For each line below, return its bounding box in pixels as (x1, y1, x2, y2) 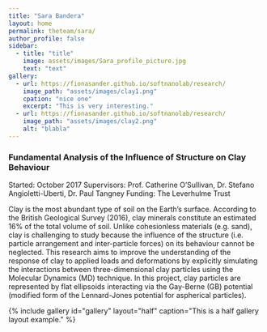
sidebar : (8, 42, 38, 50)
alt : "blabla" (23, 125, 70, 133)
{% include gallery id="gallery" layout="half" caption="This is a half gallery (8, 306, 259, 316)
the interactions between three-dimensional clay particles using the (8, 265, 234, 275)
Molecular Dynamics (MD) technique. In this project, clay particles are (8, 273, 241, 283)
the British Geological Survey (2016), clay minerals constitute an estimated (8, 213, 256, 223)
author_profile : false (8, 34, 85, 43)
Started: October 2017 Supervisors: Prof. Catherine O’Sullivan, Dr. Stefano (8, 180, 255, 190)
